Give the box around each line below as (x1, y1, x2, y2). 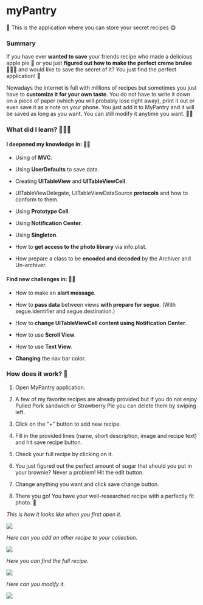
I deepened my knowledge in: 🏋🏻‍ (6, 140, 91, 148)
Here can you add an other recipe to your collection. (6, 534, 138, 541)
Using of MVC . (15, 154, 53, 162)
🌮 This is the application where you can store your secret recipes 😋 (6, 24, 176, 31)
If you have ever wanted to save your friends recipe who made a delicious (6, 53, 193, 60)
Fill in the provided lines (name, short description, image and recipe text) (15, 432, 198, 439)
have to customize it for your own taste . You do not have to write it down (6, 91, 190, 98)
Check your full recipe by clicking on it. (15, 450, 114, 457)
